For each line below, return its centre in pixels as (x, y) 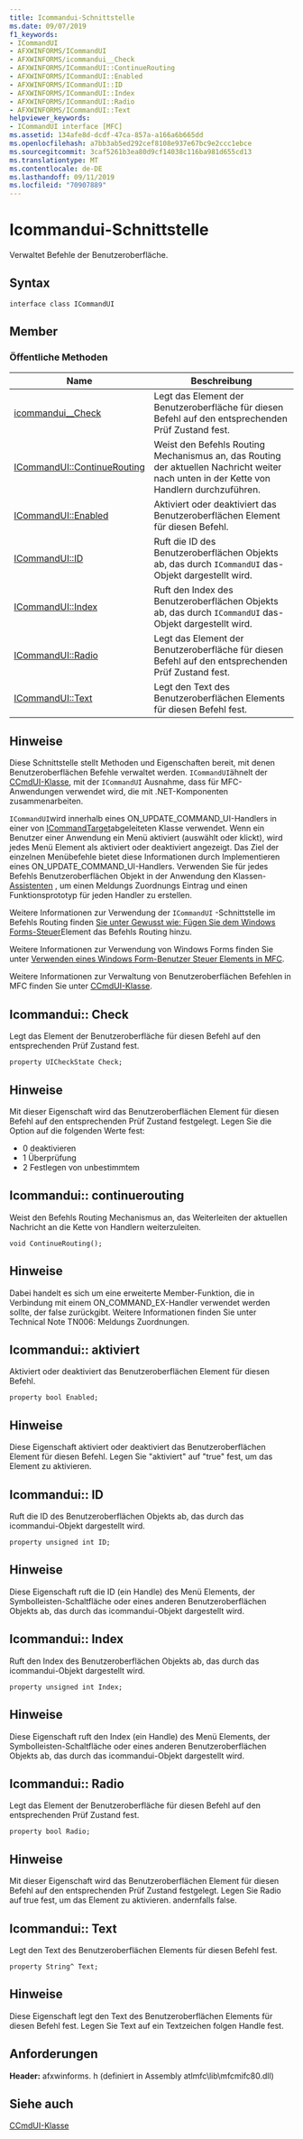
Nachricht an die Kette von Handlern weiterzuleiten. (105, 1226)
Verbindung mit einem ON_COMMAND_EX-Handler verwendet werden (140, 1302)
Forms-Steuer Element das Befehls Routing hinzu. (101, 932)
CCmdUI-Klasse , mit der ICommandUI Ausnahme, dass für (114, 782)
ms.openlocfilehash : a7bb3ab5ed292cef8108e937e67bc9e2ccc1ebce (131, 143)
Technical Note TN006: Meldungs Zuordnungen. (99, 1321)
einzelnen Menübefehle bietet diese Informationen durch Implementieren (145, 857)
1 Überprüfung (49, 1158)
